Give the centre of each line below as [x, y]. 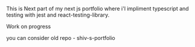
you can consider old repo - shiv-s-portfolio [61, 38]
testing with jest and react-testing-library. [58, 15]
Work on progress [29, 26]
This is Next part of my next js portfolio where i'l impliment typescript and [97, 9]
